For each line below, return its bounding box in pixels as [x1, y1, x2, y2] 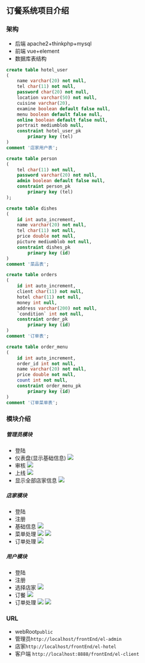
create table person [6, 155, 58, 162]
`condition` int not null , [17, 311, 84, 317]
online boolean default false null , [17, 117, 109, 123]
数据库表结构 [14, 55, 47, 62]
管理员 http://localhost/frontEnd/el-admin [14, 635, 122, 642]
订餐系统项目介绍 [6, 5, 69, 16]
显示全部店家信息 [14, 477, 57, 484]
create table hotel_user [6, 66, 68, 73]
